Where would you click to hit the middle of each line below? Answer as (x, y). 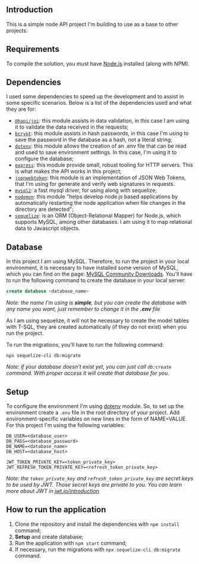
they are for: (21, 109)
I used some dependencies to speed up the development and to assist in (95, 96)
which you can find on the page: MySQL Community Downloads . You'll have (99, 274)
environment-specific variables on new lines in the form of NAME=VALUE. (97, 419)
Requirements (33, 49)
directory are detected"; (44, 209)
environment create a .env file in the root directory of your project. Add (93, 412)
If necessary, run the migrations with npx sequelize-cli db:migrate (97, 549)
